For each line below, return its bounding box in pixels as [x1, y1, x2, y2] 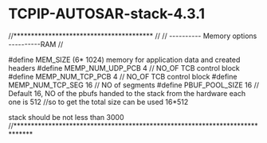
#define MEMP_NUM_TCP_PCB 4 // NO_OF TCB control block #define [8, 71, 238, 81]
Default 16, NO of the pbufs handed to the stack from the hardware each [8, 88, 245, 98]
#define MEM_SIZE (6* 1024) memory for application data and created [8, 55, 241, 64]
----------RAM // [8, 39, 64, 48]
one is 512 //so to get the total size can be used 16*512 [8, 97, 189, 106]
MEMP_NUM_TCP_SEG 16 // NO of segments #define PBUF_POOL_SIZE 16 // [8, 80, 259, 90]
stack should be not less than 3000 [8, 112, 124, 122]
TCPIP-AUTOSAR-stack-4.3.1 [8, 5, 206, 23]
